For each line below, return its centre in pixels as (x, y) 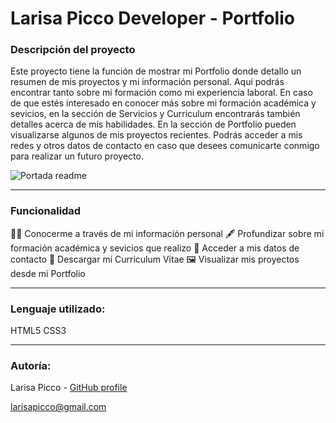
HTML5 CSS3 (38, 331)
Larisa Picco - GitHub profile (69, 388)
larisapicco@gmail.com (58, 407)
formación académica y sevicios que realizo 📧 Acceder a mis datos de (155, 248)
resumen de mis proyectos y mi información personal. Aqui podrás (147, 82)
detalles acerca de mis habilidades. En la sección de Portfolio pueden (153, 124)
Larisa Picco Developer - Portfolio (152, 18)
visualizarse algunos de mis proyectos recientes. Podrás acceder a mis (156, 135)
